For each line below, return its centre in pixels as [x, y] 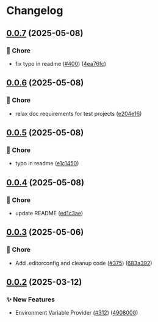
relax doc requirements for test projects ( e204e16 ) [78, 113]
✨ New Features [31, 299]
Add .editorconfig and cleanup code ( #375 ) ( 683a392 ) [84, 263]
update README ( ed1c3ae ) [49, 213]
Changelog [35, 11]
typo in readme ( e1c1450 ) [47, 163]
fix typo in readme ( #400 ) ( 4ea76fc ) [61, 63]
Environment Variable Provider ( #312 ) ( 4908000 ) [77, 313]
